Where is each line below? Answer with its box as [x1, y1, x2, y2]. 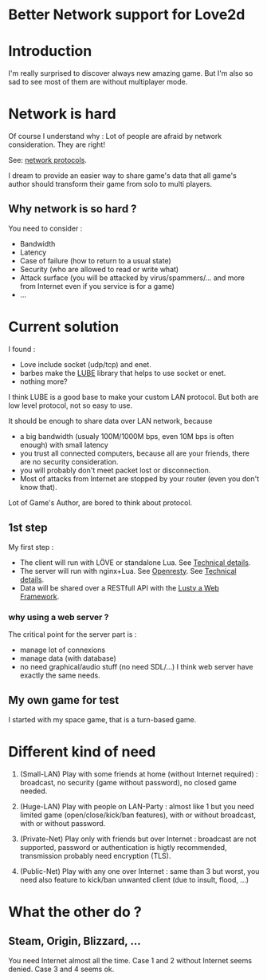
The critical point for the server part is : [8, 629, 137, 639]
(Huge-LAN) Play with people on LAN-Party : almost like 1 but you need [19, 801, 255, 811]
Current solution [8, 318, 120, 336]
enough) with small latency [19, 440, 109, 449]
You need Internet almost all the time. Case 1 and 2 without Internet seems [8, 955, 253, 965]
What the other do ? [8, 903, 142, 921]
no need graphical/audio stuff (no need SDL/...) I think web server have [19, 662, 253, 671]
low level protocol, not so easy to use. [8, 401, 133, 410]
